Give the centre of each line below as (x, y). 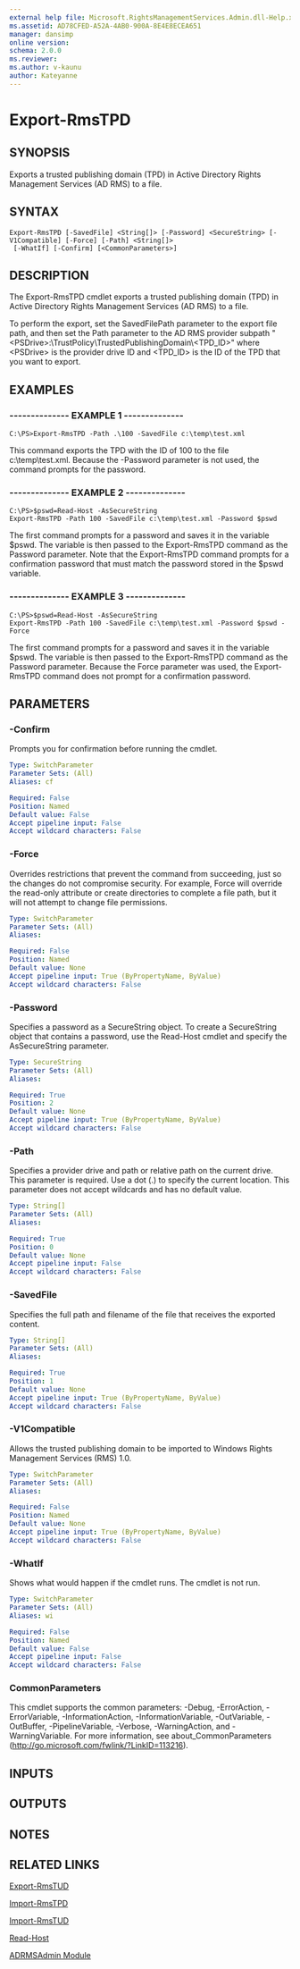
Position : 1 (31, 1382)
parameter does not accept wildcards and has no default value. (126, 1190)
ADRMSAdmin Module (50, 1956)
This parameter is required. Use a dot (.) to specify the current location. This (150, 1180)
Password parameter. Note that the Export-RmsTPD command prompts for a (149, 554)
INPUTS (31, 1774)
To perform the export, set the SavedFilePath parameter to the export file (143, 324)
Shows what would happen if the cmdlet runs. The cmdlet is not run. (135, 1583)
